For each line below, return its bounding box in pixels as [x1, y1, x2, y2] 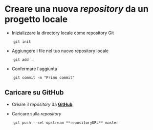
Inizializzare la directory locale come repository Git [11, 30, 114, 36]
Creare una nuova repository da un [4, 3, 149, 15]
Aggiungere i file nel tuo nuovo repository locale [11, 48, 109, 54]
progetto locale [4, 14, 68, 25]
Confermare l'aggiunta [11, 66, 57, 72]
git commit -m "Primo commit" [13, 75, 75, 80]
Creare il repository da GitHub [11, 101, 73, 107]
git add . [13, 57, 34, 62]
